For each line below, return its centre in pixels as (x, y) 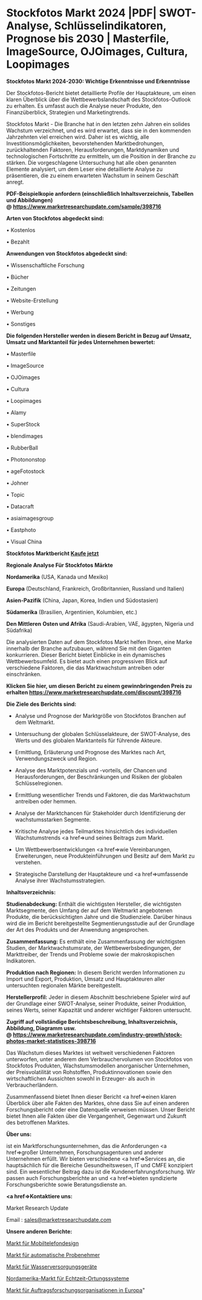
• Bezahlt (18, 242)
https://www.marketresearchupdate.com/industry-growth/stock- (98, 1034)
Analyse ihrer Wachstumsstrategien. (60, 880)
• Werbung (20, 312)
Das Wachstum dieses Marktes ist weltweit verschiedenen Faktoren (91, 1053)
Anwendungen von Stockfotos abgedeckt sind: (67, 253)
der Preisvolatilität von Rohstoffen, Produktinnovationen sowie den (89, 1072)
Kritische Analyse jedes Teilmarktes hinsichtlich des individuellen (96, 831)
